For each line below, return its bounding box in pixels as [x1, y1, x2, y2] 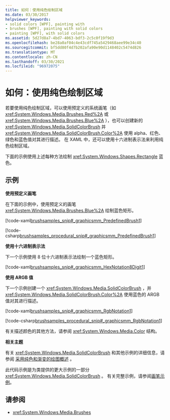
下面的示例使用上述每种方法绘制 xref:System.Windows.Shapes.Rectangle [5, 154, 158, 160]
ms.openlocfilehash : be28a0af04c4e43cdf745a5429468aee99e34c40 [5, 40, 142, 45]
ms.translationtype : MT [5, 50, 56, 55]
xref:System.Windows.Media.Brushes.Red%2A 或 [5, 111, 109, 117]
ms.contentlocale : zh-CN [5, 54, 58, 60]
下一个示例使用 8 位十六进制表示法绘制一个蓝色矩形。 [5, 254, 117, 260]
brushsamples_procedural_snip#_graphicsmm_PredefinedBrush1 [19, 232, 154, 239]
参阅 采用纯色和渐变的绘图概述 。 [5, 356, 74, 362]
